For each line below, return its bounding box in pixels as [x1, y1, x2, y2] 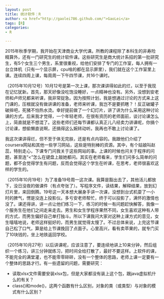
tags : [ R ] [5, 20, 25, 26]
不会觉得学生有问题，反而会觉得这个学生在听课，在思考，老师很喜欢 [18, 160, 155, 166]
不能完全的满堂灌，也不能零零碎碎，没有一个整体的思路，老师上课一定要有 [5, 254, 155, 260]
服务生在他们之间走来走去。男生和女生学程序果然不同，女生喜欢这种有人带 [9, 207, 159, 213]
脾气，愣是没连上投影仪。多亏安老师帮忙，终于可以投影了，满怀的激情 [13, 195, 155, 200]
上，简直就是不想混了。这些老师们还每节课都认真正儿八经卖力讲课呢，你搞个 [5, 120, 159, 125]
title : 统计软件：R [5, 12, 41, 17]
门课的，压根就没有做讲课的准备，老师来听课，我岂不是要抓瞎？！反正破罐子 [5, 101, 159, 107]
